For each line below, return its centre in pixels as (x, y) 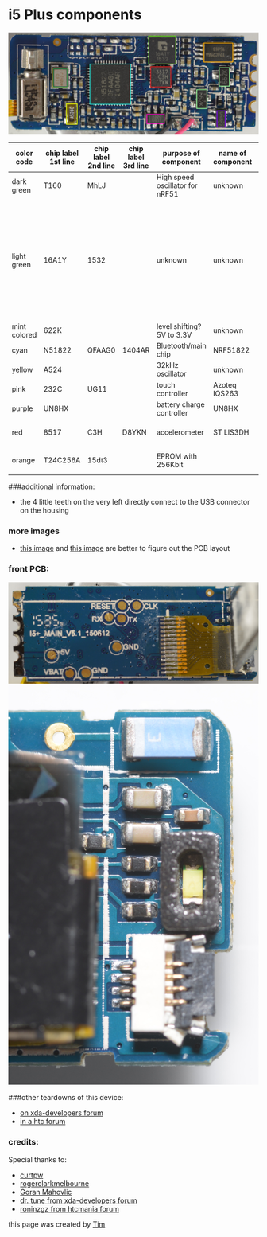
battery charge (180, 404)
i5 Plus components (75, 15)
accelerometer (180, 432)
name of (232, 153)
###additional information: (52, 486)
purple (22, 408)
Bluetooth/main (181, 346)
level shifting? (179, 326)
